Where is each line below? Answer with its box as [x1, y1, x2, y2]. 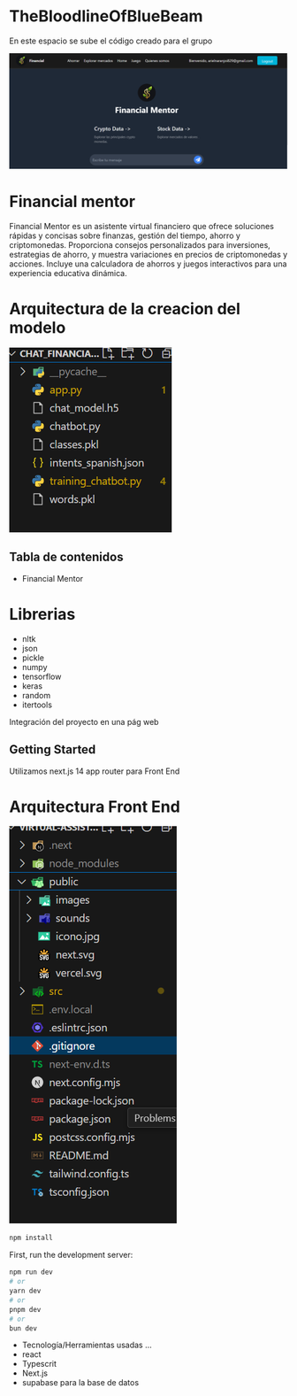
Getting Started [9, 742, 96, 758]
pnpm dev [9, 1305, 42, 1314]
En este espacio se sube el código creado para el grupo [9, 35, 213, 46]
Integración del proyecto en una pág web [9, 716, 159, 727]
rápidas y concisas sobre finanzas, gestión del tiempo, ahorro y [9, 230, 241, 241]
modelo [9, 318, 66, 338]
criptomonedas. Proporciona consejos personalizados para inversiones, [9, 240, 271, 251]
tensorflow [21, 671, 62, 682]
